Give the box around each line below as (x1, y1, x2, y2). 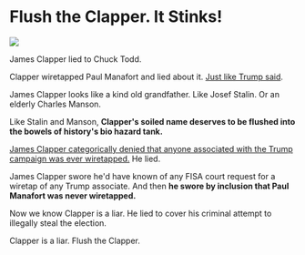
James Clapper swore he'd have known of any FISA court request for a (9, 170, 276, 181)
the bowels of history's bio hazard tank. (9, 126, 164, 137)
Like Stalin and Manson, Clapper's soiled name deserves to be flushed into (9, 116, 296, 127)
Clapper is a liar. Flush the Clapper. (9, 235, 141, 246)
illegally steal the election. (9, 217, 107, 229)
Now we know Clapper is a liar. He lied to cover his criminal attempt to (9, 208, 272, 219)
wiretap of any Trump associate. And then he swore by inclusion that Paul (9, 180, 290, 191)
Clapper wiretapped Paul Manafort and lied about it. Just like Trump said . (9, 71, 284, 82)
